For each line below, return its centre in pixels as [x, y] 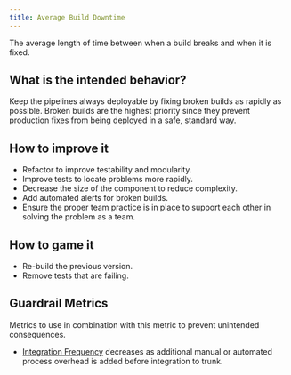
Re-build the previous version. [77, 267]
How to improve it [59, 148]
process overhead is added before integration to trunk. [122, 361]
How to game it [52, 245]
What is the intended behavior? [98, 80]
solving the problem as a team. [79, 217]
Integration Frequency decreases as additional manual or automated [147, 351]
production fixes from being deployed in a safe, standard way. [123, 120]
